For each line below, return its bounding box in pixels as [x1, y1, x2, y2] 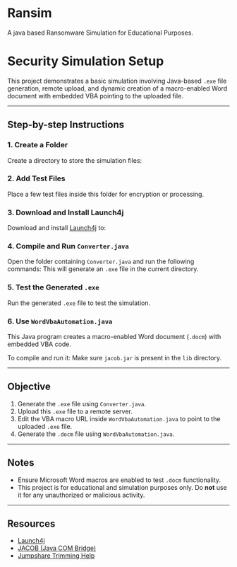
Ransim [7, 5, 52, 21]
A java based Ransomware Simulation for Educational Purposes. [7, 28, 194, 37]
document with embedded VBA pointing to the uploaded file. [7, 91, 183, 100]
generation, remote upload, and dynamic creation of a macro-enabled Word [7, 84, 228, 93]
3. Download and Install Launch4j [7, 207, 124, 217]
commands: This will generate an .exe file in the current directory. [7, 265, 199, 273]
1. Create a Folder [7, 140, 68, 150]
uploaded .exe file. [17, 422, 73, 430]
